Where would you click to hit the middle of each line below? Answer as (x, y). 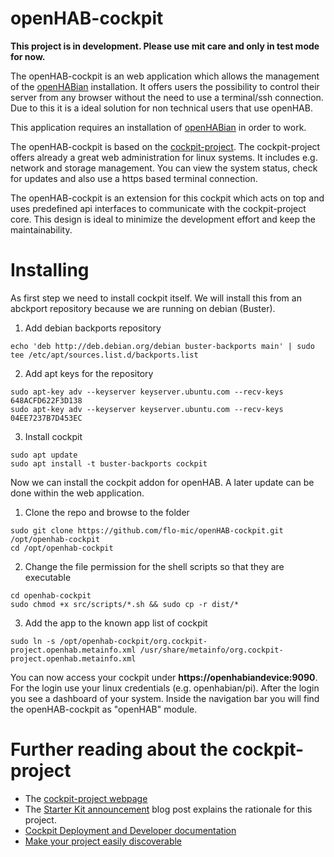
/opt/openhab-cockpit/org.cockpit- (133, 641)
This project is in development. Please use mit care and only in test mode (165, 46)
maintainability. (41, 229)
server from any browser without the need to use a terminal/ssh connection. (167, 97)
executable (48, 577)
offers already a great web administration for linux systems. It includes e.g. (164, 157)
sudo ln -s (33, 641)
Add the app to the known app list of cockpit (116, 623)
